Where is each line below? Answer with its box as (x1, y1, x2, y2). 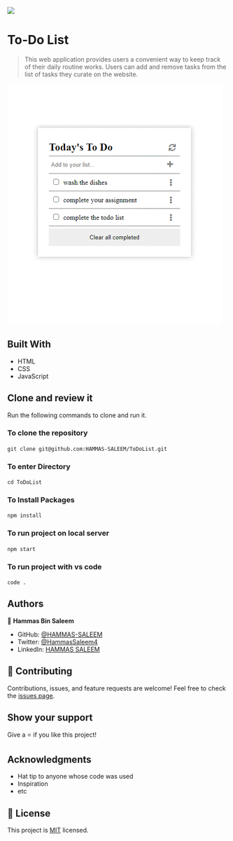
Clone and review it (7, 392, 93, 404)
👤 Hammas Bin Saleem (7, 616, 75, 625)
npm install (7, 512, 42, 520)
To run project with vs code (7, 562, 102, 571)
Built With (7, 338, 51, 350)
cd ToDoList (7, 479, 42, 486)
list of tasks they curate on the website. (24, 70, 139, 78)
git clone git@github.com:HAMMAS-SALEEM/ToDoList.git (7, 445, 168, 452)
